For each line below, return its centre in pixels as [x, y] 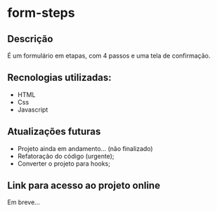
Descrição [30, 39]
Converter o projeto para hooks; [64, 164]
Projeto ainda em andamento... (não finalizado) [85, 148]
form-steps [41, 13]
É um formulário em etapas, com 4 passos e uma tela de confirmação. [109, 55]
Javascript [33, 110]
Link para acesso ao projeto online [84, 186]
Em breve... [24, 202]
